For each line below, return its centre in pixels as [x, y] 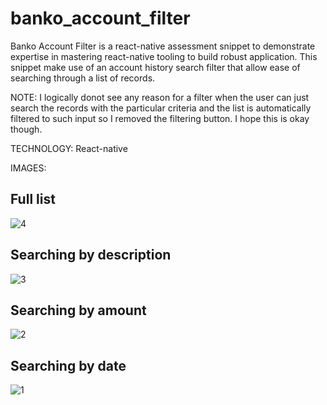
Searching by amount [78, 310]
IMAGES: [28, 168]
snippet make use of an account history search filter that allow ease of [155, 67]
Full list [33, 199]
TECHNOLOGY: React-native [69, 148]
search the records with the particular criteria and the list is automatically [161, 108]
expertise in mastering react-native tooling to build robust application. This [164, 56]
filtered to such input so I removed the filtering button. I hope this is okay [160, 118]
